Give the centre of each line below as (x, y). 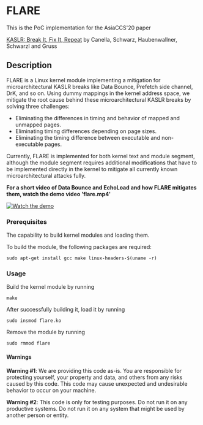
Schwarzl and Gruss (32, 46)
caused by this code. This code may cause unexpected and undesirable (97, 383)
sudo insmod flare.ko (34, 321)
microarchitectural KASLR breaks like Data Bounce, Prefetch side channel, (100, 86)
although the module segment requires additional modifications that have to (102, 163)
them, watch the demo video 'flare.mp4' (59, 194)
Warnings (19, 357)
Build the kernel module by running (50, 287)
